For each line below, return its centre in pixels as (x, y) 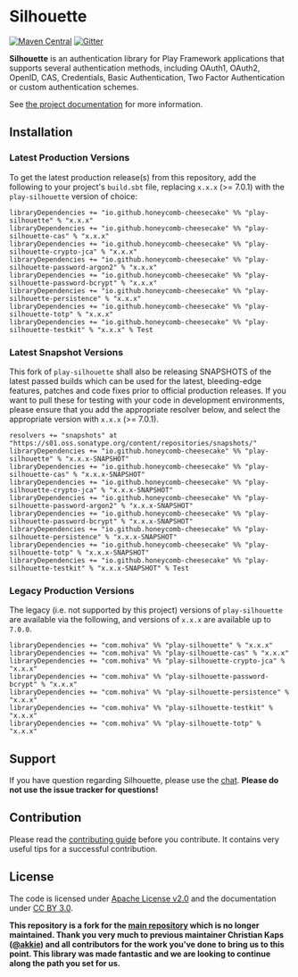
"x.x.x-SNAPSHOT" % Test (143, 568)
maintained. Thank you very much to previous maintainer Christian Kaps (146, 934)
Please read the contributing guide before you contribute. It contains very (144, 839)
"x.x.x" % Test (125, 330)
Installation (41, 133)
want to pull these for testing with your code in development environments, (147, 400)
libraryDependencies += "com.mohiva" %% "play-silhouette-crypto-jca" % (147, 661)
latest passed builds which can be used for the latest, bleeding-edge (136, 380)
